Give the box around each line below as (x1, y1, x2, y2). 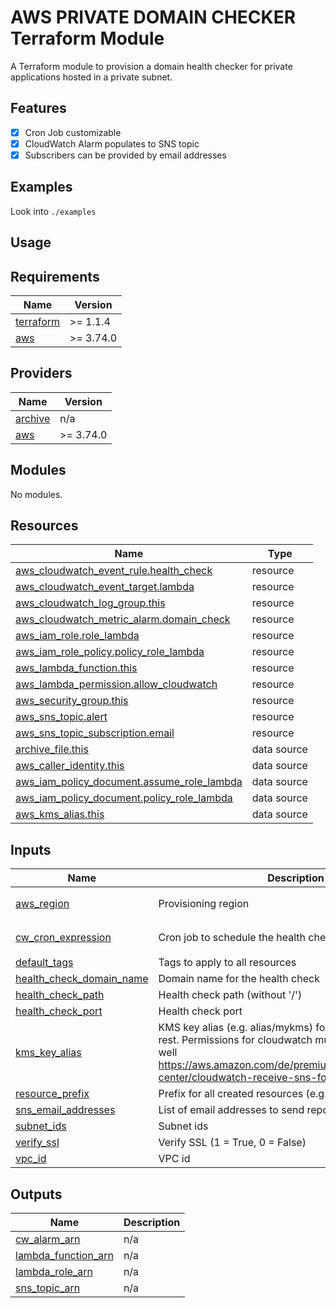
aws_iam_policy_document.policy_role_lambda (15, 791, 233, 805)
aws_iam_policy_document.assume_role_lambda (15, 775, 243, 789)
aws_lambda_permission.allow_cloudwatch (15, 677, 218, 691)
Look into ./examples (10, 205, 97, 217)
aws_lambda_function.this (15, 661, 138, 675)
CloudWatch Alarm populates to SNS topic (24, 137, 200, 150)
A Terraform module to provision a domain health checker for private (10, 60, 293, 72)
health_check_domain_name (15, 972, 149, 986)
